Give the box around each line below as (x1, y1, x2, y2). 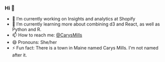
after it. (12, 52, 27, 58)
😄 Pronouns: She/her (12, 39, 57, 45)
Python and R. (12, 26, 41, 32)
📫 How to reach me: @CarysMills (12, 32, 82, 38)
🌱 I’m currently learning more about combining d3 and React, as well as (12, 21, 160, 27)
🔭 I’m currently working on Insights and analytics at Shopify (12, 16, 135, 22)
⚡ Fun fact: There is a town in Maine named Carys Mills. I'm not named (12, 45, 159, 51)
